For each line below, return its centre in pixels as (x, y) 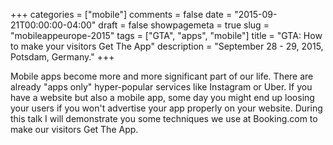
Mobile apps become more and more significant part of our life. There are (162, 76)
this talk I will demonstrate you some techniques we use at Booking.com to (164, 118)
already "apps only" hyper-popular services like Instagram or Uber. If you (161, 87)
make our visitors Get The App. (74, 129)
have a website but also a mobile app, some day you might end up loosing (162, 97)
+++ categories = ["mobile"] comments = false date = (121, 14)
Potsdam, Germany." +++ (62, 57)
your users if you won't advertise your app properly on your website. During (166, 108)
